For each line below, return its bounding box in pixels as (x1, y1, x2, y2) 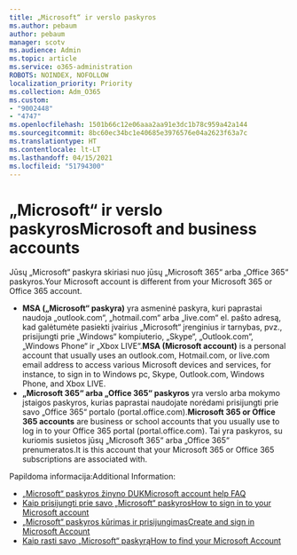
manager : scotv (9, 37, 66, 47)
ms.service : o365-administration (9, 63, 133, 72)
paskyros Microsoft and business (9, 218, 257, 239)
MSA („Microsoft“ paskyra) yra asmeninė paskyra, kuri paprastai (21, 303, 262, 313)
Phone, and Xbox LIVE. (21, 378, 106, 389)
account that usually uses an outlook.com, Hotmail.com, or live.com (21, 350, 270, 361)
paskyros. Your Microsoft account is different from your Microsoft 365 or (9, 276, 273, 287)
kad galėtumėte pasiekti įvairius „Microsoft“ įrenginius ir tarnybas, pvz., (21, 321, 283, 333)
